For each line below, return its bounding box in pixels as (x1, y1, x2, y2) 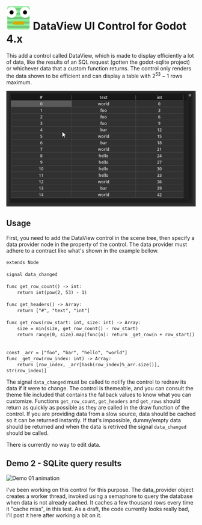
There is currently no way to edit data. (6, 441, 101, 448)
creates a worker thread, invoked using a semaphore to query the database (6, 493, 193, 500)
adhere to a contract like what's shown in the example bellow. (6, 247, 159, 254)
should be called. (6, 429, 49, 437)
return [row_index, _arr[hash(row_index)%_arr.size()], (17, 361, 161, 367)
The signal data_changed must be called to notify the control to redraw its (6, 378, 186, 385)
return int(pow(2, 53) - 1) (17, 289, 87, 295)
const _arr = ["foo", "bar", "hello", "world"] (6, 349, 128, 355)
